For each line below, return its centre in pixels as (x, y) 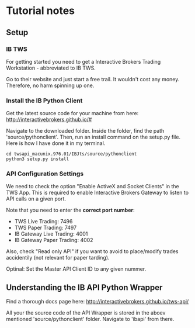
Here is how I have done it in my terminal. (56, 143)
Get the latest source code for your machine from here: (72, 113)
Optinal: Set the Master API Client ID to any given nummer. (76, 269)
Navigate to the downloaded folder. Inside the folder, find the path (85, 131)
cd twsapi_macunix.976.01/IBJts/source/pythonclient (72, 154)
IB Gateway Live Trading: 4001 (51, 234)
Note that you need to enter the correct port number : (70, 210)
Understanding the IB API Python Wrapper (84, 287)
